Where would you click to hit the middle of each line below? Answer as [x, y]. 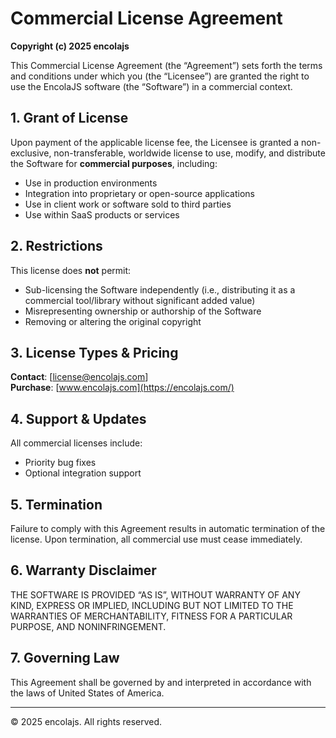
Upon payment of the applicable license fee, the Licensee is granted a [155, 142]
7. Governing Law [65, 658]
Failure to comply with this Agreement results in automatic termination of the [168, 528]
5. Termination [56, 504]
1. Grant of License [69, 118]
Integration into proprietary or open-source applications [139, 193]
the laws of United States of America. [87, 693]
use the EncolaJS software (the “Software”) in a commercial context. [151, 86]
